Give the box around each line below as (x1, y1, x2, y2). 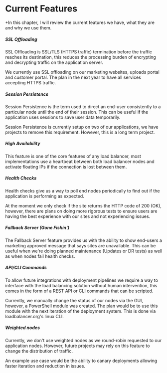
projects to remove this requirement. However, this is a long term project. (5, 129, 155, 135)
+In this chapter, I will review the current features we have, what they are (5, 19, 155, 25)
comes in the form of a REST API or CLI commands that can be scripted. (5, 288, 154, 294)
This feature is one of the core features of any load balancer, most (5, 153, 141, 159)
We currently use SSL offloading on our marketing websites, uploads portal (5, 69, 160, 75)
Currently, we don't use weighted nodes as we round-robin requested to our (5, 337, 162, 343)
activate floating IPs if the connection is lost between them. (5, 164, 127, 170)
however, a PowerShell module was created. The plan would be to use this (5, 303, 158, 309)
